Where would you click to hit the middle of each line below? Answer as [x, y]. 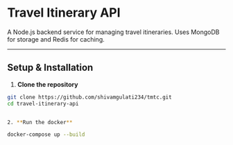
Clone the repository [48, 84]
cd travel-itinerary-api [43, 103]
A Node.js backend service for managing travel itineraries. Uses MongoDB [113, 32]
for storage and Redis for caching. [56, 39]
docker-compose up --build [46, 135]
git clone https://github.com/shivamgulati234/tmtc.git [89, 97]
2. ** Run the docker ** [40, 122]
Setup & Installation [50, 68]
